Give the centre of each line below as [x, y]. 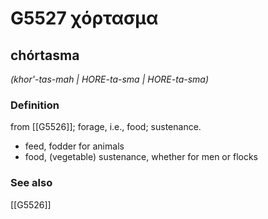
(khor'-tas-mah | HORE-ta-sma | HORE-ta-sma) [110, 79]
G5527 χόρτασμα [84, 18]
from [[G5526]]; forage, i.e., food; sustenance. [106, 127]
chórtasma [45, 55]
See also [31, 183]
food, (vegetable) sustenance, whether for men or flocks [141, 157]
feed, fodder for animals [74, 146]
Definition [35, 105]
